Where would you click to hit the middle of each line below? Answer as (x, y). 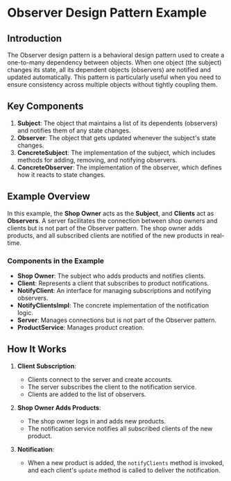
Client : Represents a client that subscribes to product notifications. (113, 283)
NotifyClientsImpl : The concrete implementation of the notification (113, 305)
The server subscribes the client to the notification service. (112, 387)
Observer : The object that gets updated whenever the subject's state (117, 137)
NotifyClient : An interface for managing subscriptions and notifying (114, 290)
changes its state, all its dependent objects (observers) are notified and (109, 70)
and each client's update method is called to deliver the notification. (124, 470)
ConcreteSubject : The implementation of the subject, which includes (116, 152)
